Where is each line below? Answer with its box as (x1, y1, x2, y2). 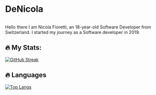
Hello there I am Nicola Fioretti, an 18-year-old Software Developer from (5, 24, 152, 30)
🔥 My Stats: (5, 43, 42, 52)
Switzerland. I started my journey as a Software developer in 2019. (5, 29, 140, 35)
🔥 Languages (5, 71, 47, 79)
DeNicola (5, 3, 43, 15)
